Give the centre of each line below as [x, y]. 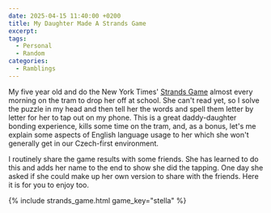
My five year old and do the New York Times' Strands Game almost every [131, 92]
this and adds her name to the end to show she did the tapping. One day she [136, 168]
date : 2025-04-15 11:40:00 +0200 [65, 16]
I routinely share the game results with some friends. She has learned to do [133, 159]
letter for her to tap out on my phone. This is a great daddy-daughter [123, 117]
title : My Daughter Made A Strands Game [78, 23]
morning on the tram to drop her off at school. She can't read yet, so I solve [134, 100]
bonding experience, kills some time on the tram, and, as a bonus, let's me [132, 126]
